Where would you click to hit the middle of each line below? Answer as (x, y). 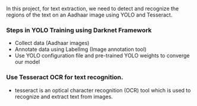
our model (27, 62)
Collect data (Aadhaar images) (52, 43)
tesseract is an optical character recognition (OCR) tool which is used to (103, 90)
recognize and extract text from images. (64, 97)
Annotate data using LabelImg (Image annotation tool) (80, 49)
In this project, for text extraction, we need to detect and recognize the (93, 9)
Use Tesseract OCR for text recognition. (65, 78)
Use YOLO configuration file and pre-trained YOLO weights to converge (102, 56)
